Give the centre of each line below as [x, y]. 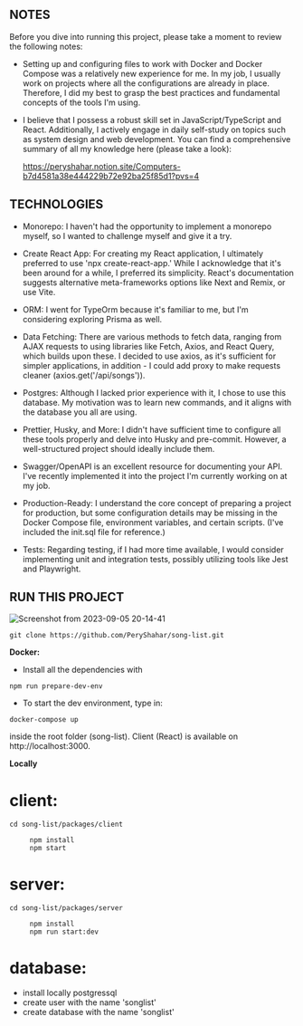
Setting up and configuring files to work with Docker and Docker [142, 63]
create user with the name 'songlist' [89, 1002]
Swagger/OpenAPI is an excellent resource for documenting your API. [152, 466]
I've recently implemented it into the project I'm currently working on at [155, 475]
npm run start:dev [64, 932]
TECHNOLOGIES [57, 204]
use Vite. [39, 292]
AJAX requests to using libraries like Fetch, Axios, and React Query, [148, 346]
